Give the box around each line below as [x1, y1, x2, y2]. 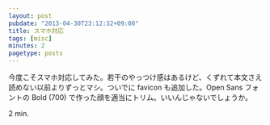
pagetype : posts [8, 49, 63, 57]
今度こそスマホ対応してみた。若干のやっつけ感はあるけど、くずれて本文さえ [8, 73, 263, 81]
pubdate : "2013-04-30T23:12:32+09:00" [8, 19, 139, 27]
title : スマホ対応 [8, 27, 65, 35]
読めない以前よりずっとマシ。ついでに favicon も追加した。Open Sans [8, 82, 243, 92]
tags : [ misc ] [8, 34, 53, 43]
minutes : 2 [8, 42, 45, 50]
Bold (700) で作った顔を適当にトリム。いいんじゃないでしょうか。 [31, 93, 253, 102]
